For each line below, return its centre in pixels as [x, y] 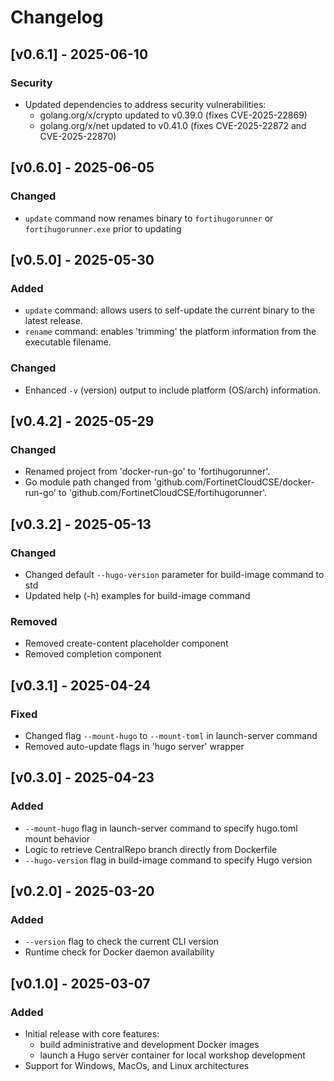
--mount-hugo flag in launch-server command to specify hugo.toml [161, 828]
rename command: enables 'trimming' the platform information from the [170, 332]
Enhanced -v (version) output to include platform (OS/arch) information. [172, 390]
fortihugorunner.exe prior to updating [103, 228]
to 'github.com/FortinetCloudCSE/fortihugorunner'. [163, 493]
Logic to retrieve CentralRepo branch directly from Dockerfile [151, 849]
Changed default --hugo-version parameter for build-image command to [174, 574]
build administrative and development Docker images [149, 1044]
